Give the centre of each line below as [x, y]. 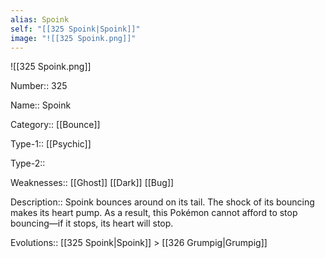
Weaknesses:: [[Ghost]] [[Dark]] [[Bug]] [92, 183]
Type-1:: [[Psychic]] [51, 144]
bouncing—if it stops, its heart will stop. [92, 223]
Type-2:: [28, 163]
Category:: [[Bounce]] [55, 125]
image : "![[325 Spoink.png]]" [73, 38]
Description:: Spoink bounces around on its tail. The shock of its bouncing [162, 202]
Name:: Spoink [41, 105]
